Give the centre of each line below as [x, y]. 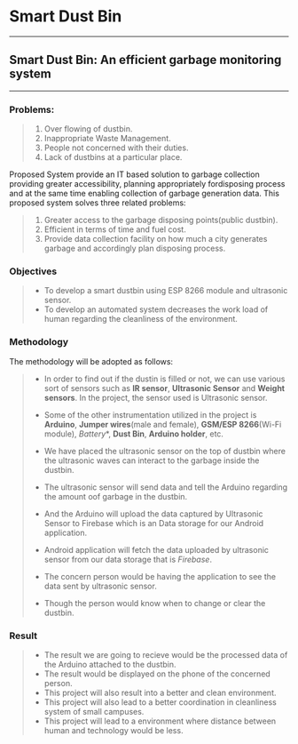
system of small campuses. [94, 711]
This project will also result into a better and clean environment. [160, 692]
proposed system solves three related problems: [98, 203]
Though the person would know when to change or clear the [155, 603]
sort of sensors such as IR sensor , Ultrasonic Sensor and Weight [165, 388]
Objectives [33, 271]
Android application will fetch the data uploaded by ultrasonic [156, 549]
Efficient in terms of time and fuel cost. [115, 229]
